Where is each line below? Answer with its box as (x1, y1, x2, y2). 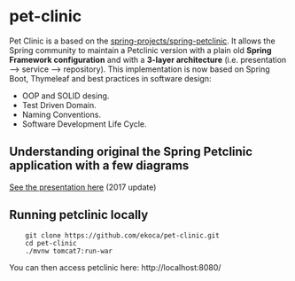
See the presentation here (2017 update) (9, 182, 157, 192)
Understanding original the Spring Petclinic (9, 144, 253, 160)
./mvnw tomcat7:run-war (25, 246, 113, 255)
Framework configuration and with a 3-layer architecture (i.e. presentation (9, 54, 287, 65)
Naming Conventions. (21, 109, 102, 120)
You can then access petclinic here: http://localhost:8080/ (9, 261, 221, 272)
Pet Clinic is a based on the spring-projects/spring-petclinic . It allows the (9, 35, 276, 46)
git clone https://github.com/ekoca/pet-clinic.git (25, 230, 220, 240)
